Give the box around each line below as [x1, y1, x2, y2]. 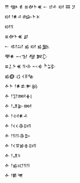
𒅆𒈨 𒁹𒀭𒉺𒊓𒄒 [4, 83, 38, 89]
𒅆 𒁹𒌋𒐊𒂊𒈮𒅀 [4, 143, 37, 148]
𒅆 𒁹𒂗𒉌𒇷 [4, 103, 32, 109]
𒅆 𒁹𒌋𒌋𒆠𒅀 [4, 123, 32, 128]
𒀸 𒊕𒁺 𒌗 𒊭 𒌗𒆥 [4, 44, 51, 49]
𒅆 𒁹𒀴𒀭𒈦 [4, 113, 28, 119]
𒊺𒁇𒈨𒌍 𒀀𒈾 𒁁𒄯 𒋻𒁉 [4, 63, 56, 69]
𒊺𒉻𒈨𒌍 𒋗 [4, 34, 28, 39]
